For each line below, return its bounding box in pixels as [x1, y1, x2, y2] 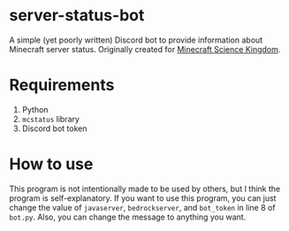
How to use [9, 154, 94, 174]
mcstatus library [21, 113, 80, 124]
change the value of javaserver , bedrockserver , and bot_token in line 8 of [9, 202, 276, 212]
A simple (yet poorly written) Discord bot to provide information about [9, 35, 263, 45]
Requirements [9, 75, 115, 96]
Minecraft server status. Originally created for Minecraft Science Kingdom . [9, 43, 281, 54]
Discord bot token [21, 123, 87, 134]
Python [21, 104, 49, 115]
